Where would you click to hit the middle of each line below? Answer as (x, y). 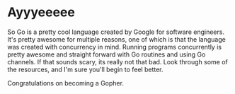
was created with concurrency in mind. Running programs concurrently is (114, 47)
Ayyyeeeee (41, 12)
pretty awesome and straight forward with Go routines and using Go (107, 54)
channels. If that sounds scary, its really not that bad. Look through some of (118, 61)
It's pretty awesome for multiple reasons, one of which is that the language (117, 39)
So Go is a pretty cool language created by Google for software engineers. (116, 32)
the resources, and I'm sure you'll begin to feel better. (86, 69)
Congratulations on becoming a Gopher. (65, 83)
